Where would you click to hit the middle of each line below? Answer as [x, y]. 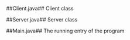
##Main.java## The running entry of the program [65, 31]
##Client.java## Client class [40, 8]
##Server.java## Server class [42, 19]
